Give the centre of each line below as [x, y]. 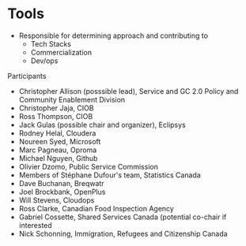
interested [35, 225]
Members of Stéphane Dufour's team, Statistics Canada [110, 175]
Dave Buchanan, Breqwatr [61, 183]
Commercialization [61, 52]
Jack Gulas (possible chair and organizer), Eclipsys [102, 125]
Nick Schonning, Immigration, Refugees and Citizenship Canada [123, 233]
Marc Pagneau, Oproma [58, 150]
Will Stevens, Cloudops [57, 200]
